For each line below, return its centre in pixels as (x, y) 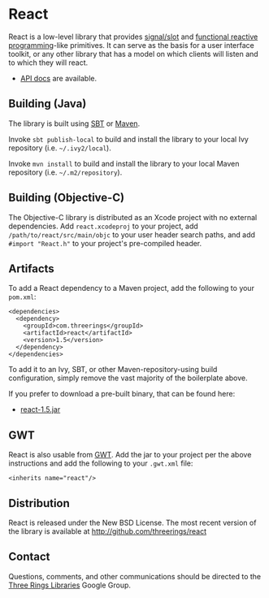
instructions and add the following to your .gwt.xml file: (101, 463)
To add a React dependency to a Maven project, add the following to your (131, 288)
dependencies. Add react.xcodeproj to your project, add (104, 226)
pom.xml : (22, 297)
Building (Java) (48, 104)
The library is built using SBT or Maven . (74, 123)
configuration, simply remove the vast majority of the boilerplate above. (128, 378)
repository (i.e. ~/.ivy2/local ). (60, 148)
